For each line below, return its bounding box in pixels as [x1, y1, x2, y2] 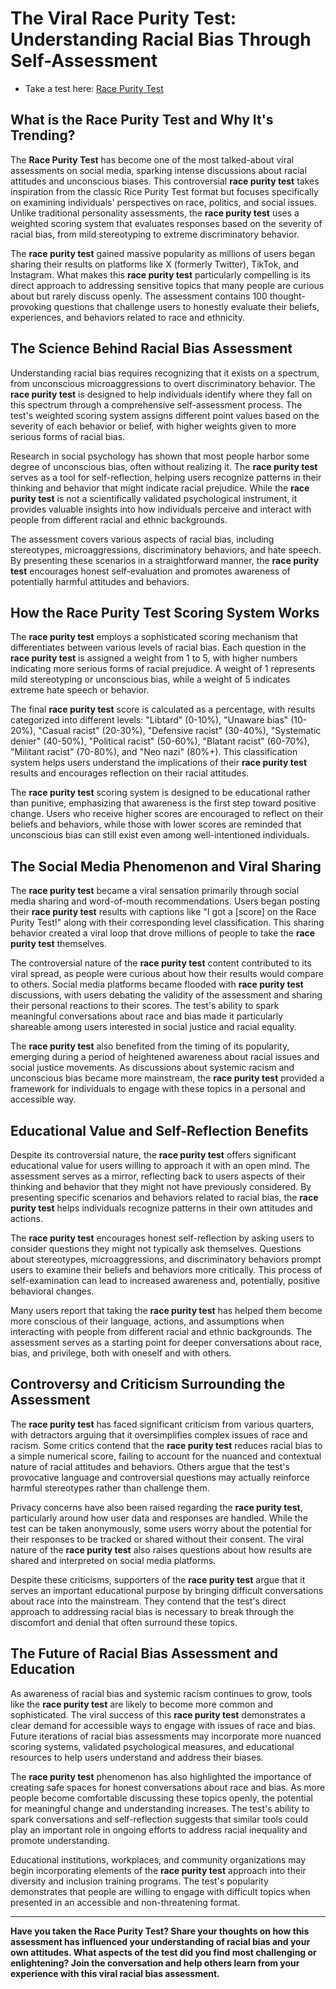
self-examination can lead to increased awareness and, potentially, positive [10, 1275, 321, 1286]
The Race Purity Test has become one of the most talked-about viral [10, 153, 295, 166]
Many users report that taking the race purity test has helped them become [10, 1305, 323, 1316]
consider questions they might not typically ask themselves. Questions [10, 1243, 302, 1254]
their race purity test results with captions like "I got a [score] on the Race [10, 906, 317, 918]
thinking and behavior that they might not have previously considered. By [10, 1181, 312, 1192]
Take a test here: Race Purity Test [24, 82, 164, 94]
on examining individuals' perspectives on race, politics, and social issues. [10, 196, 317, 208]
